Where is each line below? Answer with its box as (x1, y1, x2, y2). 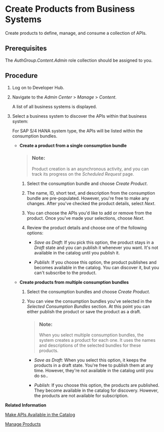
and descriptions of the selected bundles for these (39, 342, 141, 349)
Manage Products (5, 421, 41, 427)
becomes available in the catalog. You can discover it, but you (34, 264, 159, 270)
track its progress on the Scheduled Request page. (31, 171, 135, 177)
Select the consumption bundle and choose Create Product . (26, 180, 148, 186)
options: (26, 229, 44, 236)
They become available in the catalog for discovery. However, (34, 387, 159, 393)
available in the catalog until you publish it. (34, 250, 120, 255)
